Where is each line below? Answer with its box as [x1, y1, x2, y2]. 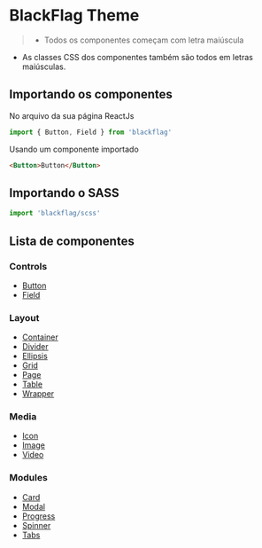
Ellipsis [21, 351, 49, 362]
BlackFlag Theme [9, 5, 140, 26]
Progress [21, 511, 56, 521]
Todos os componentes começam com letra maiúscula [43, 35, 244, 45]
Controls [9, 260, 48, 272]
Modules [9, 472, 49, 484]
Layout [9, 311, 40, 324]
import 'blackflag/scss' [9, 209, 101, 218]
